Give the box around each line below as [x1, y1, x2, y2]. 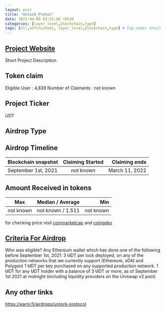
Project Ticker [5, 99, 49, 108]
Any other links [5, 288, 53, 296]
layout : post [5, 7, 32, 12]
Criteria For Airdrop [5, 234, 66, 242]
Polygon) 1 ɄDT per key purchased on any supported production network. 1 [5, 263, 159, 269]
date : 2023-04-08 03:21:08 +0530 [5, 16, 74, 21]
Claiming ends [112, 158, 147, 165]
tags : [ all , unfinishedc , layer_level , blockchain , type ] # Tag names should [5, 26, 163, 31]
